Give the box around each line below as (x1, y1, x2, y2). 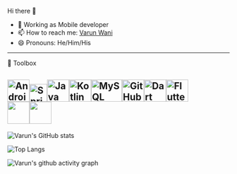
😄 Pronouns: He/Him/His (17, 39, 92, 47)
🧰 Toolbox (7, 59, 37, 67)
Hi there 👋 (7, 7, 37, 15)
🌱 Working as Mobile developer (17, 21, 109, 28)
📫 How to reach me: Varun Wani (17, 28, 113, 37)
